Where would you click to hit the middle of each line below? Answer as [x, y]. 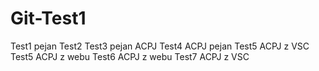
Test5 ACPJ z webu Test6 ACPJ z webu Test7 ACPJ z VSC [130, 56]
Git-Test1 [48, 18]
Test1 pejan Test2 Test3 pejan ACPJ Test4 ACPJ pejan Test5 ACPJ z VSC [160, 46]
